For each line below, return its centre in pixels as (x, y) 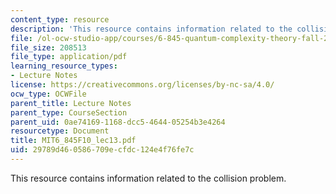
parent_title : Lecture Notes (71, 103)
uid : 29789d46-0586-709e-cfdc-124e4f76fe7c (102, 150)
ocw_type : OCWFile (48, 94)
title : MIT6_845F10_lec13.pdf (73, 141)
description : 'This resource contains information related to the (151, 29)
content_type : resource (60, 19)
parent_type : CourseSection (69, 112)
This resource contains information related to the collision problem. (148, 178)
